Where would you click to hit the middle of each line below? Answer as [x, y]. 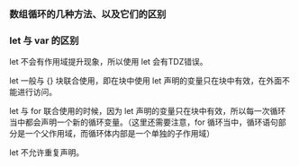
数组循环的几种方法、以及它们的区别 [88, 13]
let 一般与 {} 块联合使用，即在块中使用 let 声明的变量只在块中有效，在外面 [145, 81]
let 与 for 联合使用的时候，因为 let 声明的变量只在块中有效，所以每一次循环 [148, 111]
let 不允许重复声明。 [47, 153]
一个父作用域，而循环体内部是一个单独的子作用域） [119, 134]
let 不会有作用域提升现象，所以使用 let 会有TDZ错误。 [109, 62]
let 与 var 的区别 [44, 40]
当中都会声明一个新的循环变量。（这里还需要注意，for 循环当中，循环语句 [144, 122]
